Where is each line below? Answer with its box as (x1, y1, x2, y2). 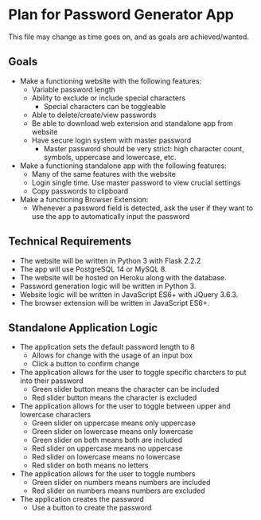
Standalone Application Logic (8, 321, 158, 334)
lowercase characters (19, 410, 92, 420)
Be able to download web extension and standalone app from (31, 118, 233, 128)
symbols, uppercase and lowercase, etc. (43, 152, 177, 162)
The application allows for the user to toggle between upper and (19, 401, 231, 411)
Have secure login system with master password (31, 135, 192, 145)
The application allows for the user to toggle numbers (19, 469, 196, 479)
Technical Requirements (8, 235, 132, 248)
